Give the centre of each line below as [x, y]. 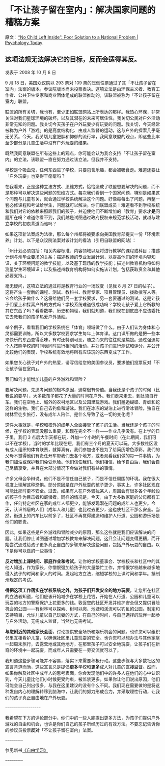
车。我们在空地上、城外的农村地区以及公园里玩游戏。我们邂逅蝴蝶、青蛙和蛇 [82, 402]
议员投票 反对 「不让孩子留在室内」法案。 [55, 730]
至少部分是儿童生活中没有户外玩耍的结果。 [48, 142]
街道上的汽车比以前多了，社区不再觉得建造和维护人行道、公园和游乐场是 [87, 515]
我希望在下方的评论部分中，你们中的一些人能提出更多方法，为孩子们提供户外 [82, 718]
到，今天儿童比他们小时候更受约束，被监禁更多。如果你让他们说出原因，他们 [82, 679]
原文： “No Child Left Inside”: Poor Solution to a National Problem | [72, 37]
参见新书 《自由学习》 [27, 750]
